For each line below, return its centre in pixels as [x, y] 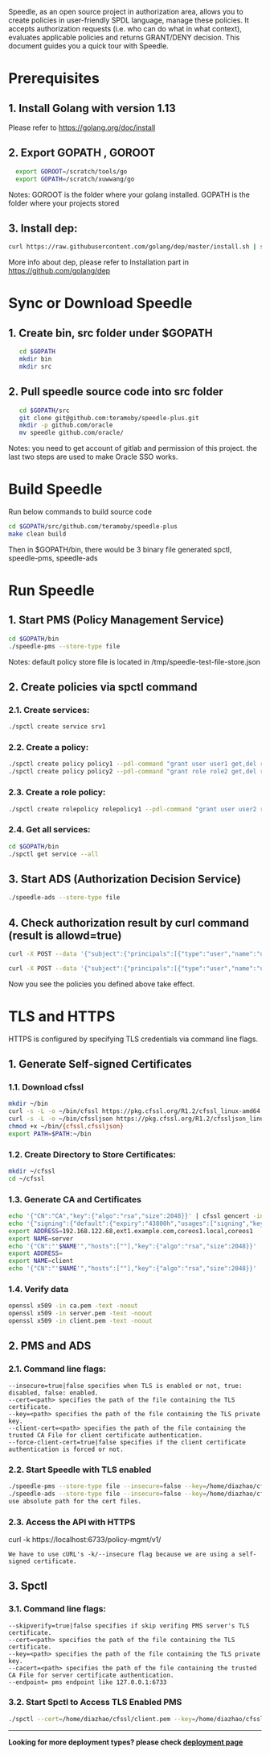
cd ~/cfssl [27, 1178]
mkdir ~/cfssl [32, 1171]
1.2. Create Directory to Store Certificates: [92, 1154]
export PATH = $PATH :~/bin [50, 1134]
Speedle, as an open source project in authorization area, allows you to [126, 12]
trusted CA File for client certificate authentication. [106, 1435]
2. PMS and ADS [50, 1346]
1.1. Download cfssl [46, 1086]
